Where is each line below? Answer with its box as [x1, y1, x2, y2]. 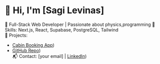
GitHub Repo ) [12, 47, 41, 53]
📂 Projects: [5, 32, 28, 38]
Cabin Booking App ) [12, 42, 55, 48]
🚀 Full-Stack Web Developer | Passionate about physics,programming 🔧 [5, 21, 155, 27]
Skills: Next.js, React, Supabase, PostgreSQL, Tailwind [5, 26, 119, 33]
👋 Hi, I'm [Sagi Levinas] [5, 5, 104, 16]
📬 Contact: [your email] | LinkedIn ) [12, 53, 87, 59]
